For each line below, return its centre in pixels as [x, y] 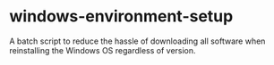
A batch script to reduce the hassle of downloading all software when [137, 41]
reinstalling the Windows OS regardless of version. [103, 50]
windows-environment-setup [121, 16]
